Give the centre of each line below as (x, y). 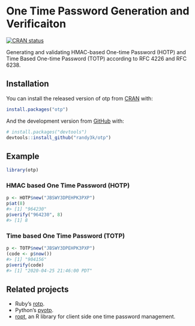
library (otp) (22, 170)
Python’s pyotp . (34, 310)
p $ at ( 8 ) (16, 204)
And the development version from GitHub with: (65, 121)
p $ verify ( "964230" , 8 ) (34, 215)
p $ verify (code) (25, 265)
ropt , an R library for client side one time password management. (95, 316)
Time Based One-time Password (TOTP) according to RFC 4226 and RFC (97, 58)
